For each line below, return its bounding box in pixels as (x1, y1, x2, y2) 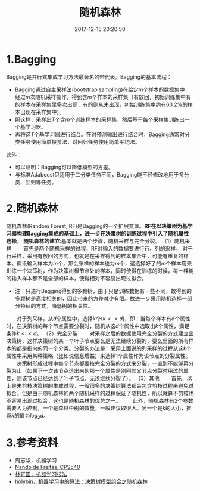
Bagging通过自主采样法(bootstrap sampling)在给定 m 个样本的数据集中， (14, 86, 190, 93)
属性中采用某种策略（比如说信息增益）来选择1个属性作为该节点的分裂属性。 (6, 352, 191, 359)
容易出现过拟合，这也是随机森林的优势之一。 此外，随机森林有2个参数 (11, 397, 193, 404)
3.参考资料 (6, 436, 58, 449)
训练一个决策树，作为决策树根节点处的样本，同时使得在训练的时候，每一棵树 (6, 267, 194, 274)
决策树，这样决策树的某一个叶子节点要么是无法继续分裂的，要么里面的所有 (6, 337, 189, 344)
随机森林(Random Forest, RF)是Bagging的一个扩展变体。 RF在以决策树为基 (6, 222, 187, 230)
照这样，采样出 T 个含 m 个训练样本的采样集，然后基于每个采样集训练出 (14, 116, 185, 123)
